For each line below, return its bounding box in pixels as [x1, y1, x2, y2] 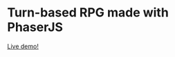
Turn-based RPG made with [7, 5, 169, 21]
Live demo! [7, 42, 39, 50]
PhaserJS [7, 19, 64, 35]
